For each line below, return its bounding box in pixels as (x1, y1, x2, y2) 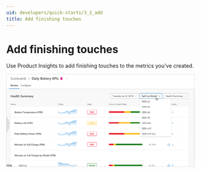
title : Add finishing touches (6, 16, 82, 22)
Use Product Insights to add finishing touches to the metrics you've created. (6, 62, 194, 69)
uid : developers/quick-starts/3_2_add (6, 10, 103, 16)
